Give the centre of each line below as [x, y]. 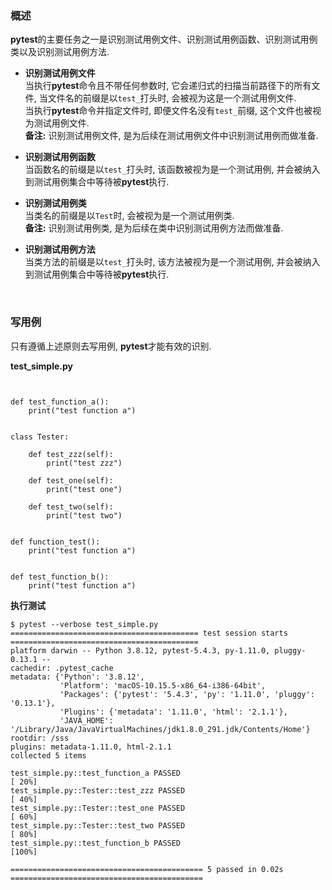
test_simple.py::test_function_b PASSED [96, 843]
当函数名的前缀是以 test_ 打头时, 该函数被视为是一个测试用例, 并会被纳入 [172, 169]
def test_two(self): [71, 507]
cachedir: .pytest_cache [62, 668]
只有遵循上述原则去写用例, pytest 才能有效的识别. [111, 346]
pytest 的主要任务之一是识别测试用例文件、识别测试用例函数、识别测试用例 [164, 39]
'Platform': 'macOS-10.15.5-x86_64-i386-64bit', [163, 685]
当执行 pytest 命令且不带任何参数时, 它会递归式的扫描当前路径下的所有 [168, 86]
